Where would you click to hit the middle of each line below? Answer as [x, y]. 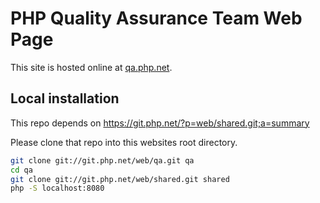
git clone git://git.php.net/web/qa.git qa [102, 160]
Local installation [65, 98]
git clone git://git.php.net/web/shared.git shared [120, 179]
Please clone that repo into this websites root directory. [124, 142]
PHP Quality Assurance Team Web [156, 18]
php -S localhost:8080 [57, 188]
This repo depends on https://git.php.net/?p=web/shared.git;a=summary [160, 123]
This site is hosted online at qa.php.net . [91, 67]
